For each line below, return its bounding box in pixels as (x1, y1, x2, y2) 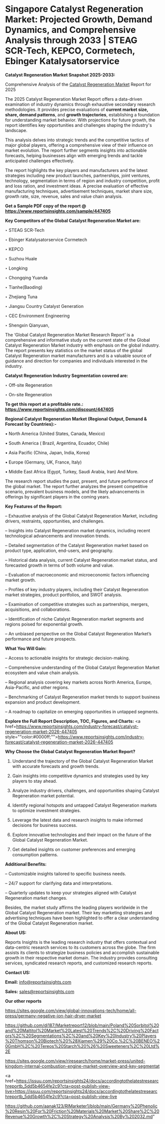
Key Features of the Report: (5, 503, 63, 509)
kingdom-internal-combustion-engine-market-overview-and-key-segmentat (5, 1063, 160, 1069)
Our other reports (5, 998, 42, 1004)
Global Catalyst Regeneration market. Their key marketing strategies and (5, 909, 152, 915)
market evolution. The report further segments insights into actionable (5, 147, 147, 153)
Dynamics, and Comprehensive (5, 25, 136, 35)
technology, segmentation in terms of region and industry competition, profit (5, 178, 160, 184)
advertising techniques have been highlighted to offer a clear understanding (5, 915, 159, 921)
